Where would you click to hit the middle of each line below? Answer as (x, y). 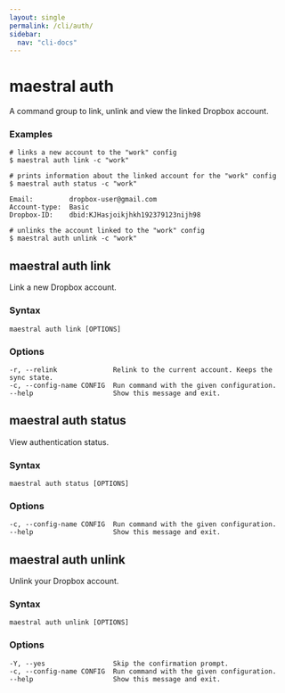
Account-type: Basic (49, 207)
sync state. (31, 377)
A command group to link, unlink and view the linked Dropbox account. (139, 111)
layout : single (37, 17)
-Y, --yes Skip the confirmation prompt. (119, 664)
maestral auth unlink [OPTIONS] (69, 623)
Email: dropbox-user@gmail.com (83, 200)
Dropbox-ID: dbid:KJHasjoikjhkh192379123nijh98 (105, 215)
